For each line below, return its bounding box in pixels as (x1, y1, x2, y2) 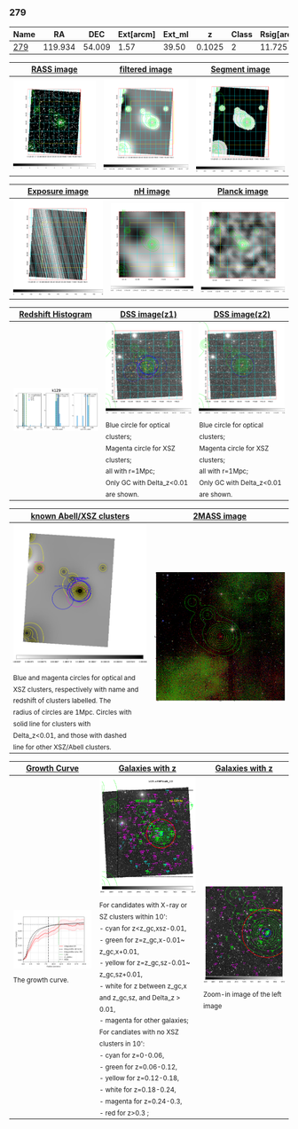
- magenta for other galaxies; (98, 1016, 189, 1025)
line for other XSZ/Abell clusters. (12, 742, 112, 751)
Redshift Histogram (19, 309, 93, 320)
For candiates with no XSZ (98, 1027, 179, 1037)
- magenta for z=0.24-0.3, (98, 1097, 183, 1106)
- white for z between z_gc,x (98, 982, 188, 991)
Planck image (216, 186, 269, 197)
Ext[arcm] (118, 28, 156, 39)
